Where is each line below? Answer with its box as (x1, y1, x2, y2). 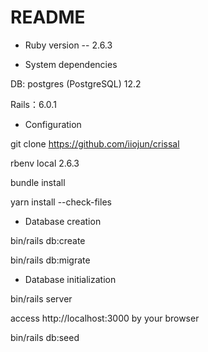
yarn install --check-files (10, 196, 112, 208)
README (10, 6, 86, 29)
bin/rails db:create (10, 234, 86, 246)
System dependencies (24, 58, 118, 70)
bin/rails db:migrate (10, 254, 91, 266)
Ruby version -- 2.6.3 (24, 39, 113, 51)
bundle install (10, 176, 66, 188)
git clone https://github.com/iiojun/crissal (10, 137, 180, 150)
